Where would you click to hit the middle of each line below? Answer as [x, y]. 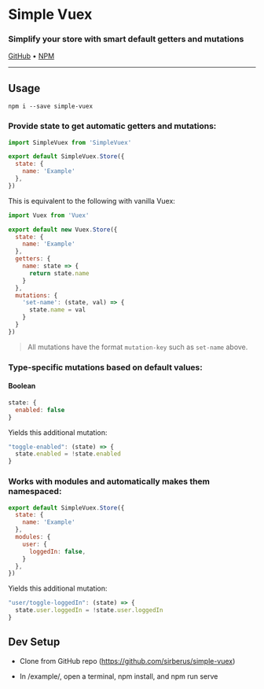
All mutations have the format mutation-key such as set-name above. [137, 347]
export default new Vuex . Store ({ [63, 230]
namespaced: [35, 492]
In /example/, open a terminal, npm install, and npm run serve [119, 676]
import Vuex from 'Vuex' [49, 215]
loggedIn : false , [57, 551]
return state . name [59, 273]
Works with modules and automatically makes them [109, 481]
